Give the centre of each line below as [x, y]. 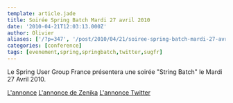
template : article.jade [42, 13]
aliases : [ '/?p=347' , [38, 39]
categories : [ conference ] [44, 46]
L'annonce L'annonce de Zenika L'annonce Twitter [79, 92]
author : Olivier [31, 33]
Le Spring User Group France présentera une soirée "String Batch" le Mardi [115, 72]
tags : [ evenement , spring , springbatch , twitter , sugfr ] [85, 53]
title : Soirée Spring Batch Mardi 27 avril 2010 [79, 20]
